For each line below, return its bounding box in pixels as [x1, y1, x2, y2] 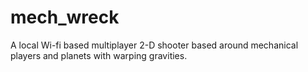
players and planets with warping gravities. [10, 49, 188, 61]
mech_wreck [10, 6, 120, 29]
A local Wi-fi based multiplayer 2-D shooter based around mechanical [10, 39, 299, 51]
